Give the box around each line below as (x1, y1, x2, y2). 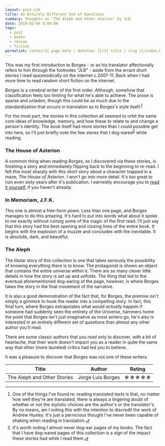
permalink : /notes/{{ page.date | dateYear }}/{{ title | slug (5, 48, 137, 53)
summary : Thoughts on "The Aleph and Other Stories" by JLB (5, 16, 131, 21)
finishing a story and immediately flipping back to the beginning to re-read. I (5, 163, 159, 170)
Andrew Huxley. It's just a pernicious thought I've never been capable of (12, 412, 159, 418)
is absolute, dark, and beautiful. (5, 234, 69, 240)
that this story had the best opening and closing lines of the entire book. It (5, 223, 155, 229)
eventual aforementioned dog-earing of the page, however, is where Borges (5, 278, 159, 284)
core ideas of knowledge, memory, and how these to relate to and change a (5, 119, 158, 124)
